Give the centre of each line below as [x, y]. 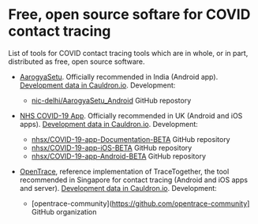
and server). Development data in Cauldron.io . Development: [118, 188]
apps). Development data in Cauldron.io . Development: [109, 124]
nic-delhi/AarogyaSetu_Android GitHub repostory [111, 100]
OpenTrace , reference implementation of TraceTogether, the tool [124, 171]
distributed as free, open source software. [77, 62]
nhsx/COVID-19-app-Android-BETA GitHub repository [119, 156]
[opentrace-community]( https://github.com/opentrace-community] [140, 203]
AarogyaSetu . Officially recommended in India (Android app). [119, 77]
